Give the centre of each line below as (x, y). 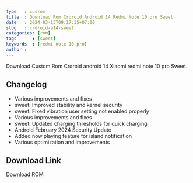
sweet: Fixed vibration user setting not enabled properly (82, 111)
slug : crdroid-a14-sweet (40, 28)
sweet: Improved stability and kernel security (69, 105)
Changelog (27, 84)
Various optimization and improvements (62, 142)
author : (17, 50)
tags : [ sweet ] (31, 39)
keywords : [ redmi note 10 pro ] (47, 44)
